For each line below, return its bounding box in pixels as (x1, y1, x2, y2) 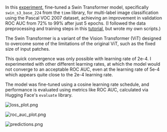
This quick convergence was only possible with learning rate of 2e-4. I (5, 56, 151, 62)
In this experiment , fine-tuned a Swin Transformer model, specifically (5, 5, 149, 10)
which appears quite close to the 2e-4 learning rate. (5, 72, 113, 77)
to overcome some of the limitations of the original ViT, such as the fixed (5, 41, 156, 47)
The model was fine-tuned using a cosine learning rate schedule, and (5, 81, 149, 87)
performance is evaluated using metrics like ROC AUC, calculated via (5, 87, 148, 92)
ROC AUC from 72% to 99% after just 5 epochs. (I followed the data (5, 20, 146, 26)
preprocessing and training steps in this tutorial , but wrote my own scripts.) (5, 26, 161, 32)
